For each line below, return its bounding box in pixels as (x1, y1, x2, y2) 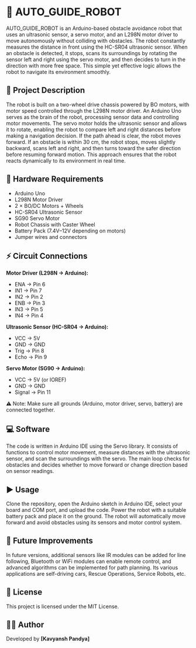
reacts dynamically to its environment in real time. (6, 157, 126, 164)
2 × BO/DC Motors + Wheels (14, 202, 84, 209)
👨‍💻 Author (6, 620, 44, 630)
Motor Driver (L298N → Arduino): (6, 269, 89, 276)
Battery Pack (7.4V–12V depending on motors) (14, 227, 126, 234)
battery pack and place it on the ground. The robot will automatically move (6, 513, 186, 519)
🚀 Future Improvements (6, 536, 94, 546)
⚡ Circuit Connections (6, 251, 88, 261)
